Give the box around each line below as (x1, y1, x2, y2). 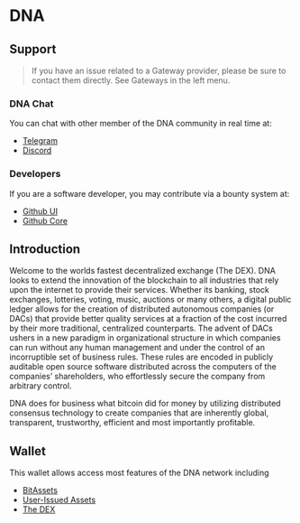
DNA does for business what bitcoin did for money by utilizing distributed (9, 398, 281, 409)
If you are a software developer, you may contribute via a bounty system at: (9, 188, 290, 199)
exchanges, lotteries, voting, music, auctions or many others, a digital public (9, 294, 292, 305)
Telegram (22, 135, 59, 146)
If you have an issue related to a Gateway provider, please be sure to (31, 65, 286, 76)
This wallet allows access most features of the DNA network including (9, 467, 269, 479)
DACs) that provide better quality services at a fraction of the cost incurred (9, 313, 287, 324)
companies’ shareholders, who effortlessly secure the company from (9, 371, 266, 382)
